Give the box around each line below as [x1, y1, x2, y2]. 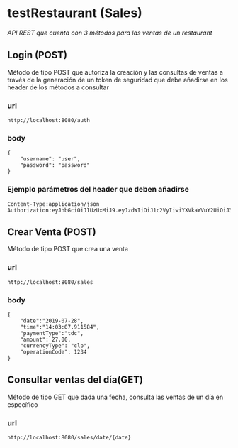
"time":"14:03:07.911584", [20, 324, 100, 331]
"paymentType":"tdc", [20, 330, 84, 337]
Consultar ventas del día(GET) [7, 374, 144, 386]
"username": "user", [20, 155, 81, 163]
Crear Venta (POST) [7, 226, 97, 239]
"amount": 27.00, [20, 336, 72, 344]
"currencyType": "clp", [20, 342, 91, 349]
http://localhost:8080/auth [7, 117, 91, 124]
